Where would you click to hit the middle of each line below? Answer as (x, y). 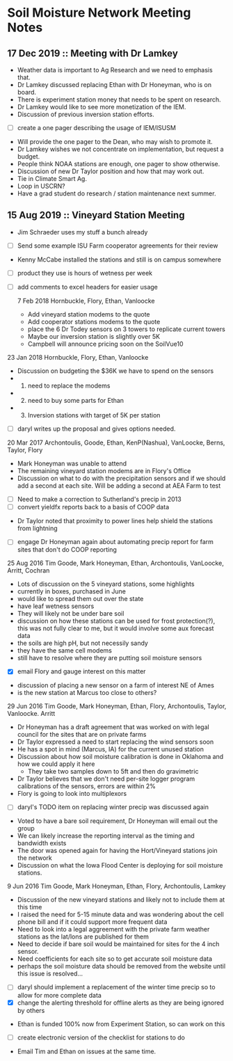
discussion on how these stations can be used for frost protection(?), (116, 621)
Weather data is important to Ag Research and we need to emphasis (115, 70)
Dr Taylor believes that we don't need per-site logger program (106, 779)
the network (34, 858)
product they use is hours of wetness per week (85, 273)
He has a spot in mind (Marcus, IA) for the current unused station (110, 749)
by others (31, 1010)
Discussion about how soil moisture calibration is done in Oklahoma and (120, 757)
